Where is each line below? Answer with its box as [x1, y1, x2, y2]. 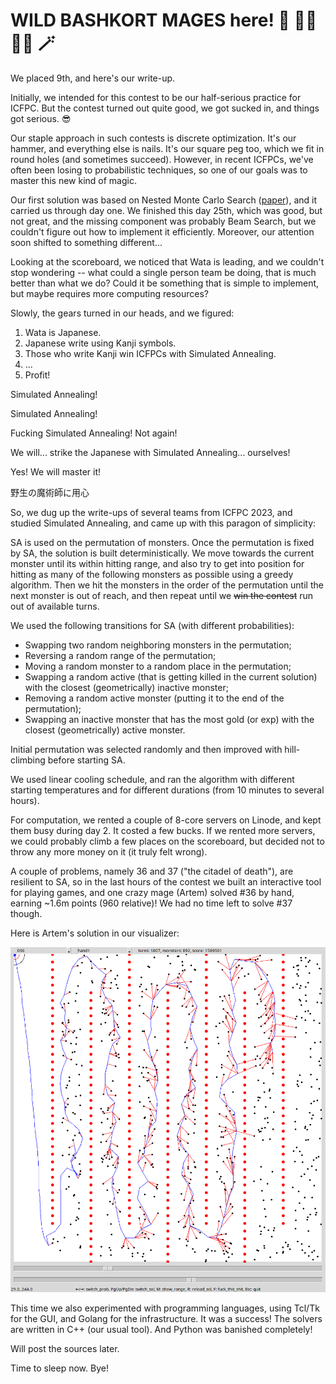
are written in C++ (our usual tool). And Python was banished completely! [10, 1323, 313, 1335]
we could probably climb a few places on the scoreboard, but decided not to [10, 835, 325, 847]
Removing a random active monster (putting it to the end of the [24, 692, 285, 704]
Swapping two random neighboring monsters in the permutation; [24, 639, 292, 651]
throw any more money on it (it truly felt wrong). [10, 845, 208, 858]
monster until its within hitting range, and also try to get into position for [10, 557, 305, 569]
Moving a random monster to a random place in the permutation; [24, 660, 292, 672]
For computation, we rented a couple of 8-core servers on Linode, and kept [10, 814, 322, 826]
